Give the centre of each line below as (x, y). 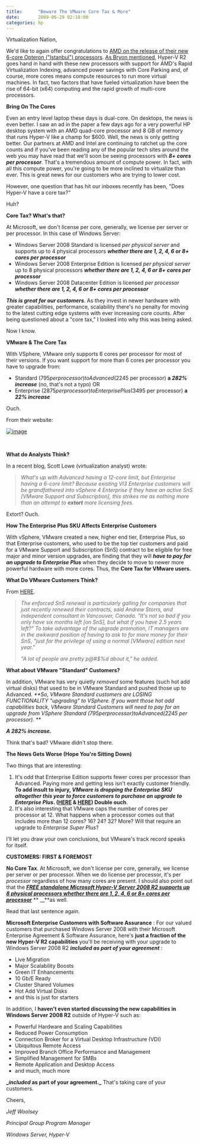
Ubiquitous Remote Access (48, 1046)
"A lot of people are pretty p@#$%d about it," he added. (89, 659)
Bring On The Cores (31, 107)
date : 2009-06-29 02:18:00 (47, 17)
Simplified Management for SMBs (56, 1058)
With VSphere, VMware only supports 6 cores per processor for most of (94, 354)
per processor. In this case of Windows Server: (63, 233)
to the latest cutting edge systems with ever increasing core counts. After (96, 313)
